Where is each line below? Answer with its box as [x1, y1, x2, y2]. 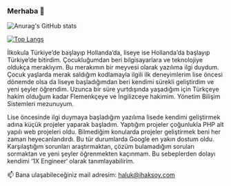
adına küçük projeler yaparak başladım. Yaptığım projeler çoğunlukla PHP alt [7, 121, 224, 129]
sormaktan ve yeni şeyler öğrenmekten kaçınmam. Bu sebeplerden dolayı [7, 149, 216, 158]
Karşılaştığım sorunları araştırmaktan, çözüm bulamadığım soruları [7, 143, 195, 151]
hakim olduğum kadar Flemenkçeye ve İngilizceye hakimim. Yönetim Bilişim [7, 92, 221, 101]
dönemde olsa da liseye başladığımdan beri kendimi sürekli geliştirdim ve [7, 78, 214, 86]
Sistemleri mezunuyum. [7, 100, 74, 108]
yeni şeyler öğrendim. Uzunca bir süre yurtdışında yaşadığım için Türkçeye [7, 85, 219, 94]
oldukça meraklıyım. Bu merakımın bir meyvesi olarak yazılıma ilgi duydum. [7, 63, 219, 72]
